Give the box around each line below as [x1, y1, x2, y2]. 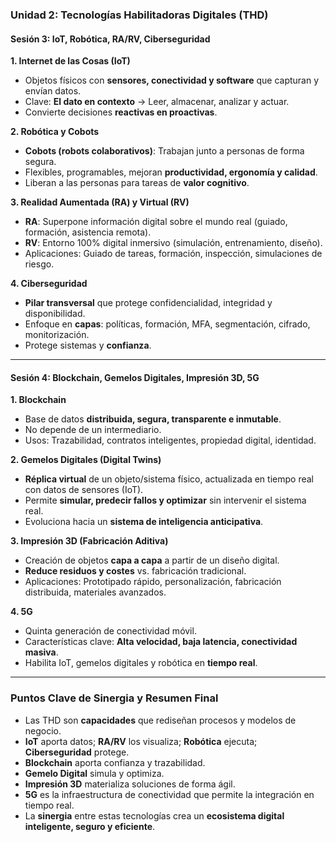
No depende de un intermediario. [24, 424, 162, 436]
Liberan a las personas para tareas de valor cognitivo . [24, 177, 250, 189]
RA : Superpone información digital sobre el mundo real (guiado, [24, 216, 288, 228]
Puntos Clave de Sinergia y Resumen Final [10, 691, 219, 705]
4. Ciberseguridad [10, 278, 88, 290]
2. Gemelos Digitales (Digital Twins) [10, 454, 162, 466]
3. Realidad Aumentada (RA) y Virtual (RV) [10, 196, 190, 208]
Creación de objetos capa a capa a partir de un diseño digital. [24, 554, 280, 567]
